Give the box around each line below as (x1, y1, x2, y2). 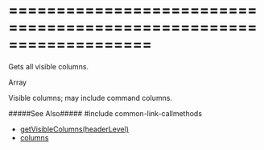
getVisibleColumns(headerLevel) (19, 124, 129, 134)
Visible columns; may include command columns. (8, 93, 173, 102)
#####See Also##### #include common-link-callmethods (8, 108, 203, 118)
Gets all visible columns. (8, 61, 89, 71)
